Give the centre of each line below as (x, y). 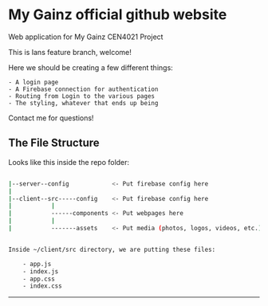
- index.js (41, 271)
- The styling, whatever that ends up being (83, 103)
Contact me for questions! (51, 118)
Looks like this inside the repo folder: (69, 162)
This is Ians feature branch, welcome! (70, 52)
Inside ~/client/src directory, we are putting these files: (112, 249)
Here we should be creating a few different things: (91, 67)
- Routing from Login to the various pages (82, 96)
